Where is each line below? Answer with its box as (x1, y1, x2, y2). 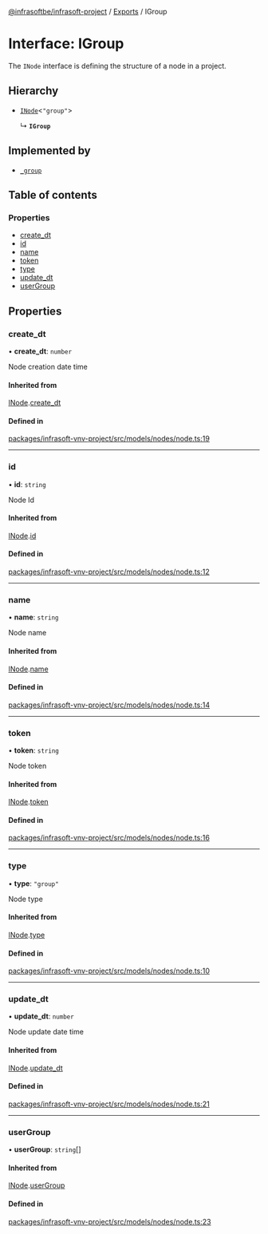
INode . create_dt (8, 398, 61, 408)
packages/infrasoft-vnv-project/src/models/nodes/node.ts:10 (8, 966, 210, 976)
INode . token (8, 797, 49, 807)
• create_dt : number (8, 346, 73, 356)
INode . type (8, 930, 45, 939)
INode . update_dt (8, 1063, 64, 1073)
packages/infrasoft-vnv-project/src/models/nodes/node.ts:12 (8, 567, 210, 577)
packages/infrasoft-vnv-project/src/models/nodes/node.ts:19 (8, 434, 210, 444)
